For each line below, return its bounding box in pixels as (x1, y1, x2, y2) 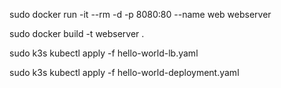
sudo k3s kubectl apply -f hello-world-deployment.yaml (9, 67, 240, 78)
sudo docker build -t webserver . (9, 28, 145, 39)
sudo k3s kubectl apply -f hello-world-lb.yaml (9, 47, 199, 59)
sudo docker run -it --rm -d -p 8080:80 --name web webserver (9, 9, 272, 20)
